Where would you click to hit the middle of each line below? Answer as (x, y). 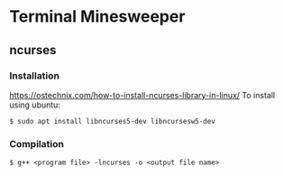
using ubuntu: (35, 105)
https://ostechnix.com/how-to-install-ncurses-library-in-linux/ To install (142, 95)
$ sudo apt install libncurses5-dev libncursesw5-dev (113, 121)
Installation (35, 76)
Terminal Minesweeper (97, 17)
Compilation (37, 144)
